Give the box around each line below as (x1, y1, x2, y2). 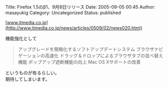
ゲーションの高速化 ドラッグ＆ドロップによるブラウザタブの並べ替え (17, 52, 163, 59)
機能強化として (5, 36, 37, 41)
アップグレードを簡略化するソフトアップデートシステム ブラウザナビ (17, 46, 163, 52)
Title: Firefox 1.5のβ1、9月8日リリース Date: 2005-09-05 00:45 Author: (5, 4, 156, 10)
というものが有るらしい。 (5, 70, 60, 76)
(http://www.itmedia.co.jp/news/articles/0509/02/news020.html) (5, 25, 143, 31)
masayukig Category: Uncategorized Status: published (5, 10, 121, 16)
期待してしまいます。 (5, 76, 50, 82)
